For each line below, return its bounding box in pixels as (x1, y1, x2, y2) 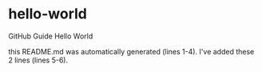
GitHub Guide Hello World (8, 31, 93, 41)
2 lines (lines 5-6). (8, 55, 69, 65)
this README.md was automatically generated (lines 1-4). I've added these (8, 46, 255, 56)
